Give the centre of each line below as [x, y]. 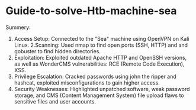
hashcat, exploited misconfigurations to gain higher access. [87, 82]
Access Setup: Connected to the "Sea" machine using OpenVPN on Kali [102, 38]
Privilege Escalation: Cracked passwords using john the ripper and [95, 76]
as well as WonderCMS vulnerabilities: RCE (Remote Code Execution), [99, 64]
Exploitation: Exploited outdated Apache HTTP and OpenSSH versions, [100, 57]
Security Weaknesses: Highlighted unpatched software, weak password [102, 89]
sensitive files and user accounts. [55, 101]
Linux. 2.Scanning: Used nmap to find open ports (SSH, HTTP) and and [101, 45]
